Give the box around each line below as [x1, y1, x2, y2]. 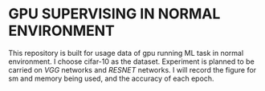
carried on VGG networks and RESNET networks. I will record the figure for [8, 65, 257, 74]
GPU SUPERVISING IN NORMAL [8, 5, 221, 23]
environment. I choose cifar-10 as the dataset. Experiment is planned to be [8, 57, 255, 66]
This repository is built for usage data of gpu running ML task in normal [8, 48, 244, 57]
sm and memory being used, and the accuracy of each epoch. [8, 73, 214, 83]
